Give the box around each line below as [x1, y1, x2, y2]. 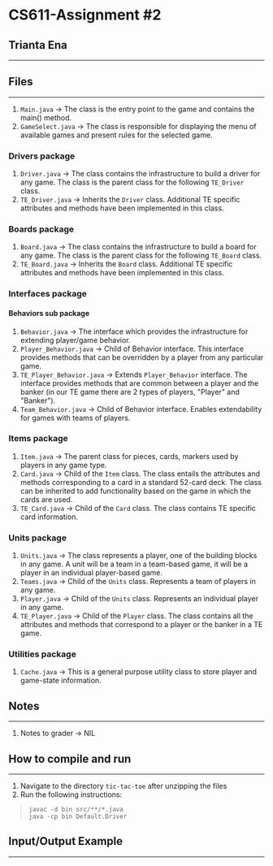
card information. [19, 512, 79, 522]
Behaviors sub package [8, 308, 90, 318]
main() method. [19, 112, 72, 123]
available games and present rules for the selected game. [19, 130, 213, 140]
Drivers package [8, 150, 76, 162]
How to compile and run [8, 751, 132, 765]
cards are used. [19, 494, 73, 504]
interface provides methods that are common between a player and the [19, 378, 259, 388]
